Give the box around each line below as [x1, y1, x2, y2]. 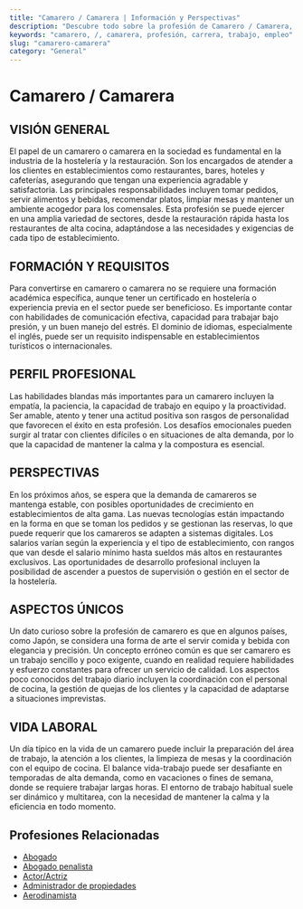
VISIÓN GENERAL [9, 121, 110, 137]
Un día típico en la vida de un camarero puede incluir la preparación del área [9, 743, 295, 754]
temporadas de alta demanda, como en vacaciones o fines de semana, [9, 772, 274, 783]
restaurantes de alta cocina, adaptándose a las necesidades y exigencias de [9, 223, 294, 234]
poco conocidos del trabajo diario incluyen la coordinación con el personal [9, 674, 288, 684]
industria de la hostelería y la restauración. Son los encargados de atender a [9, 156, 294, 167]
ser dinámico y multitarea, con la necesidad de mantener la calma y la [9, 791, 270, 802]
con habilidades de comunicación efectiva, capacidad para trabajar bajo [9, 311, 279, 322]
